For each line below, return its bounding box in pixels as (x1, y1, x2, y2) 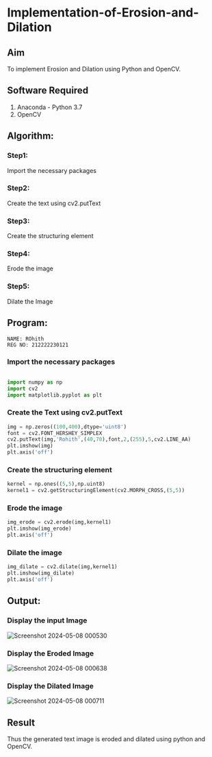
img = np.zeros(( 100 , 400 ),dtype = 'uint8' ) (7, 423, 127, 430)
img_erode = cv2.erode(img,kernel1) (7, 519, 111, 526)
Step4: (7, 249, 31, 259)
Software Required (7, 84, 89, 97)
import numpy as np (7, 379, 63, 386)
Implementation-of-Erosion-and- (7, 5, 200, 21)
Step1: (7, 151, 29, 161)
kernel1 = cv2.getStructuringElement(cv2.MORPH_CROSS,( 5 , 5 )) (7, 487, 185, 494)
